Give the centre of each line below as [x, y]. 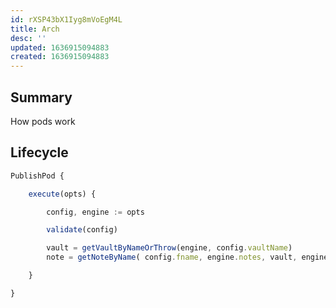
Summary [41, 97]
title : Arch [35, 29]
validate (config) [82, 230]
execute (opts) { [62, 194]
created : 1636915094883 [60, 57]
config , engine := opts [95, 212]
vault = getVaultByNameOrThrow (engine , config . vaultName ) [169, 248]
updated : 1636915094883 [60, 47]
